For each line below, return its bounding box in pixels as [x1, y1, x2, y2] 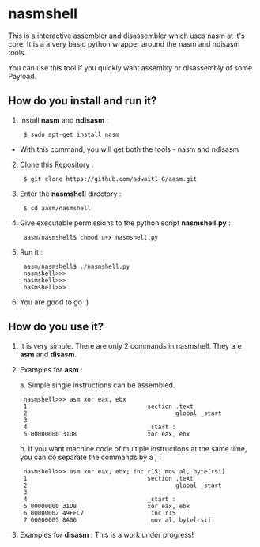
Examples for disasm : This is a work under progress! [19, 530, 194, 539]
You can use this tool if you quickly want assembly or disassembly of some [8, 62, 253, 72]
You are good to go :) [19, 297, 89, 307]
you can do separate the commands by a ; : [19, 452, 162, 462]
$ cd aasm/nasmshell [23, 204, 91, 212]
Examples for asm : [19, 364, 83, 374]
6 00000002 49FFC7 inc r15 [23, 509, 176, 517]
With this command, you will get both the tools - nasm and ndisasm [19, 144, 239, 154]
